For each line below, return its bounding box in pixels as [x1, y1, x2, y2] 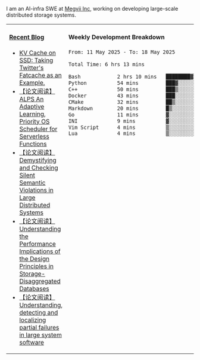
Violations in [19, 186, 54, 194]
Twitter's [19, 63, 44, 72]
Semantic [19, 179, 46, 187]
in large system [19, 331, 62, 339]
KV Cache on [19, 48, 57, 57]
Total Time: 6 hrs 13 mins [68, 61, 145, 67]
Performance [19, 239, 57, 248]
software [19, 338, 45, 346]
